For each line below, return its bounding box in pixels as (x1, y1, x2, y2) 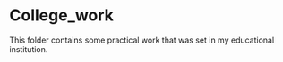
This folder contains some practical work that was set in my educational (9, 35, 275, 45)
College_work (9, 5, 115, 26)
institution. (9, 43, 48, 54)
